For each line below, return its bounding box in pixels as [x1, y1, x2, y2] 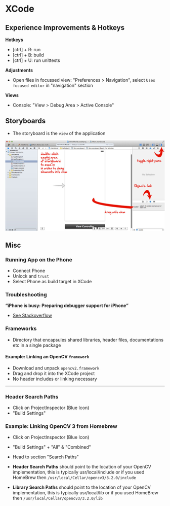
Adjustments [5, 67, 33, 73]
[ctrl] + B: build [12, 52, 44, 58]
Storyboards [5, 117, 46, 125]
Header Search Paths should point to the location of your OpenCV [12, 464, 152, 470]
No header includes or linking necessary [12, 376, 97, 382]
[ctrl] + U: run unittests [12, 57, 60, 63]
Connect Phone [12, 267, 46, 274]
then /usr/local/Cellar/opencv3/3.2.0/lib [12, 495, 103, 501]
